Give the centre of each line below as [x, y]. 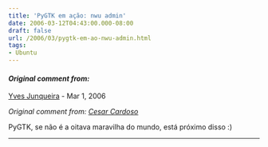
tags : [17, 46]
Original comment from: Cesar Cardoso [73, 112]
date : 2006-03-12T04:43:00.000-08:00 [71, 23]
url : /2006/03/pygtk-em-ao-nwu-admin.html [80, 38]
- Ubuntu [23, 53]
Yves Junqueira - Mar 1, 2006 [57, 96]
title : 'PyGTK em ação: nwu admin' [67, 16]
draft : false [30, 30]
